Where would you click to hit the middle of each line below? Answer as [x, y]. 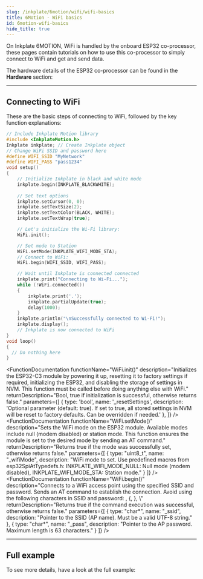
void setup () [23, 168]
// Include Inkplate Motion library [52, 134]
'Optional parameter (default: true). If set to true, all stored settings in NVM [99, 408]
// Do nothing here [36, 352]
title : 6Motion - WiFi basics [44, 18]
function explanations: [34, 123]
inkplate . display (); [43, 325]
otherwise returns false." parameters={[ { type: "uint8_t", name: [85, 453]
